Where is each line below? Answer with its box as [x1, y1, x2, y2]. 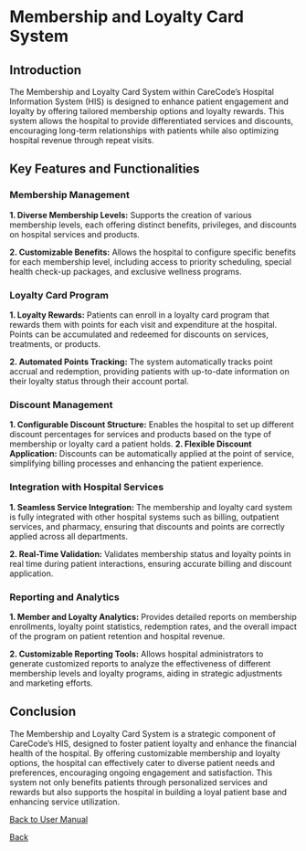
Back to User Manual [9, 814, 89, 825]
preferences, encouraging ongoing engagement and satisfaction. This [9, 767, 273, 778]
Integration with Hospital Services [9, 481, 164, 494]
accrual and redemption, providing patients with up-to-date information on [9, 365, 290, 376]
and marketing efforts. [9, 678, 93, 688]
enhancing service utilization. [9, 796, 121, 807]
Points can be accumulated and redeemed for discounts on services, [9, 329, 269, 340]
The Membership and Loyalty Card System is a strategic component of [9, 728, 276, 739]
